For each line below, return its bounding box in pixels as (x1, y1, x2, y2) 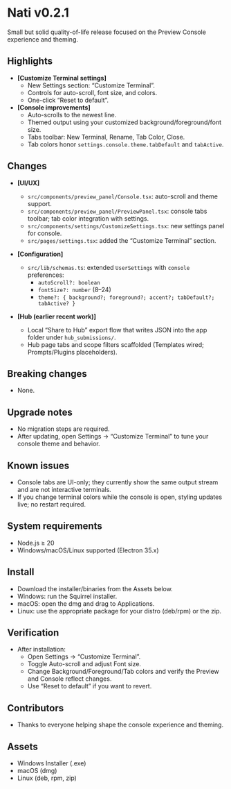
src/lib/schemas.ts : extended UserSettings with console (27, 263, 190, 271)
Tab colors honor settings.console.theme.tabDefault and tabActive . (27, 140, 224, 149)
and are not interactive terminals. (17, 486, 112, 493)
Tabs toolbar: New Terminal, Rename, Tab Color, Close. (27, 133, 185, 141)
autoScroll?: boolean (37, 279, 100, 286)
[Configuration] (17, 250, 64, 258)
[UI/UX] (17, 178, 40, 187)
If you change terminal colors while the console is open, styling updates (17, 493, 223, 501)
